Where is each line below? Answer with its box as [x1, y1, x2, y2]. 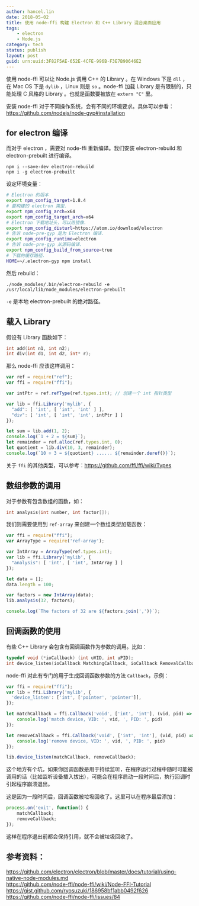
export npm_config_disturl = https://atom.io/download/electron [6, 225, 163, 231]
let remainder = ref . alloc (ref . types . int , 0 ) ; [6, 439, 123, 445]
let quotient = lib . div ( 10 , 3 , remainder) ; [6, 445, 115, 451]
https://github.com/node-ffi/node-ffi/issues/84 [6, 893, 120, 900]
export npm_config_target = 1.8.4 [6, 198, 86, 204]
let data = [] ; [6, 576, 44, 582]
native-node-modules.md [6, 874, 69, 881]
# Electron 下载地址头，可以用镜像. [6, 220, 87, 226]
